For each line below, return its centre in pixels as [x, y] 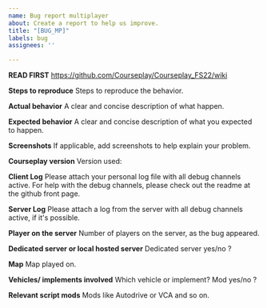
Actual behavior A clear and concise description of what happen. [116, 106]
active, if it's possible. [44, 218]
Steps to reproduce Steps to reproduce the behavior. [96, 91]
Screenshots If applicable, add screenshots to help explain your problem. [130, 146]
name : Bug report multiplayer [59, 16]
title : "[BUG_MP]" [39, 30]
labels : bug [28, 38]
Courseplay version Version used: [65, 162]
